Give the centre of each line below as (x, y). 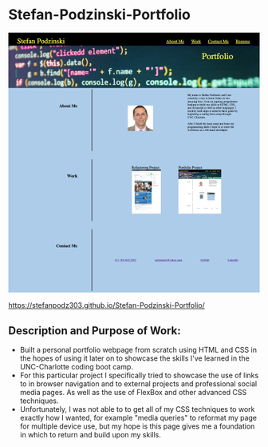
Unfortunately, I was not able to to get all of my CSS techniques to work (137, 409)
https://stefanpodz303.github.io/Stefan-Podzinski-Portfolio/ (106, 305)
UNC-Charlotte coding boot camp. (77, 367)
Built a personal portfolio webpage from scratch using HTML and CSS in (138, 350)
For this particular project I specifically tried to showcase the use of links (139, 375)
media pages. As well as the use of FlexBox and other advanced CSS (133, 393)
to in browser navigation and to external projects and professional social (138, 384)
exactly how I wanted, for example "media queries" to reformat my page (138, 418)
